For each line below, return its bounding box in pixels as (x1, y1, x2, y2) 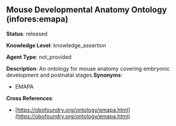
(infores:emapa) (6, 14, 69, 25)
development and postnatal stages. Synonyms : (6, 71, 122, 79)
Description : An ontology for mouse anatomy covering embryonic (6, 65, 170, 72)
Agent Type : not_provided (6, 53, 72, 61)
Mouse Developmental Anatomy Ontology (6, 5, 167, 15)
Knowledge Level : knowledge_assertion (6, 41, 107, 49)
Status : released (6, 30, 48, 37)
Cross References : (6, 94, 54, 101)
